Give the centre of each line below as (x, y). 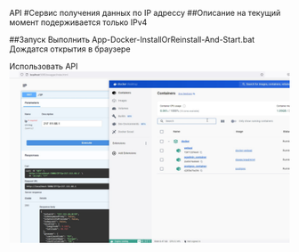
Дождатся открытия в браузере (70, 49)
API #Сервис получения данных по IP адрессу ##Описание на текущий (145, 13)
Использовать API (44, 66)
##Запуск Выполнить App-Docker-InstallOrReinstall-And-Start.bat (132, 40)
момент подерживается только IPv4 (78, 22)
